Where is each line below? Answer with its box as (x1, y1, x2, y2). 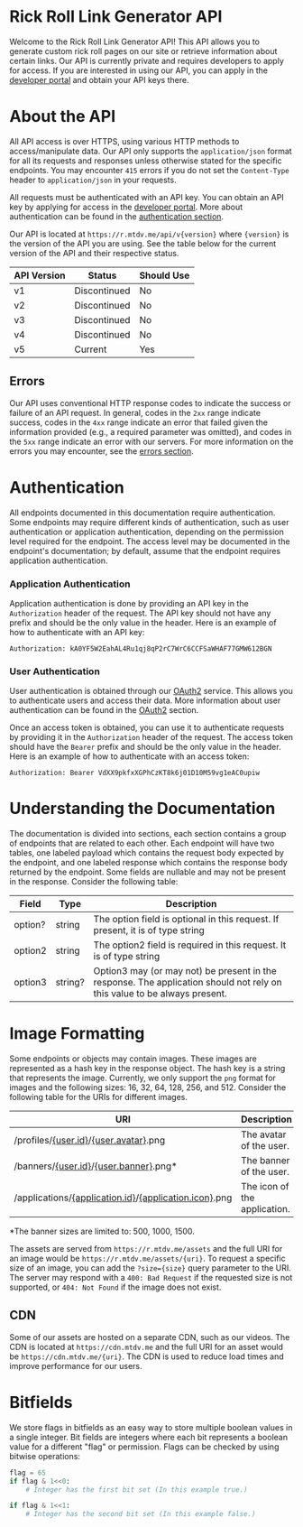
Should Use (139, 269, 190, 282)
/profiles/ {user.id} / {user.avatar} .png (14, 1134, 166, 1147)
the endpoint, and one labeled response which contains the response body (9, 857, 289, 868)
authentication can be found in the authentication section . (9, 210, 224, 222)
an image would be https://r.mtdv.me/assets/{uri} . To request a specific (9, 1253, 286, 1264)
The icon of (240, 1180, 290, 1193)
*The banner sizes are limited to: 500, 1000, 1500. (9, 1226, 196, 1237)
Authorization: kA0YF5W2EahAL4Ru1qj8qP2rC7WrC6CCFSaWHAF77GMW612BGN (9, 643, 272, 653)
